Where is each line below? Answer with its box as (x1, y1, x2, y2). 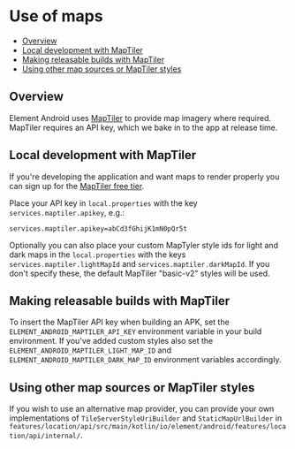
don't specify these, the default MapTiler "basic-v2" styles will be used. (9, 268, 270, 278)
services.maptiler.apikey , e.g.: (9, 207, 125, 217)
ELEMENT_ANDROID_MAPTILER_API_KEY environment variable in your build (9, 326, 262, 337)
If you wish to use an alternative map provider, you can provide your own (9, 404, 275, 415)
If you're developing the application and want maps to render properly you (9, 171, 280, 182)
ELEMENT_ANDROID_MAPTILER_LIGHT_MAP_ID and (9, 345, 172, 355)
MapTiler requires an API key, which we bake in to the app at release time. (9, 122, 278, 133)
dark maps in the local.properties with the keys (9, 249, 186, 260)
